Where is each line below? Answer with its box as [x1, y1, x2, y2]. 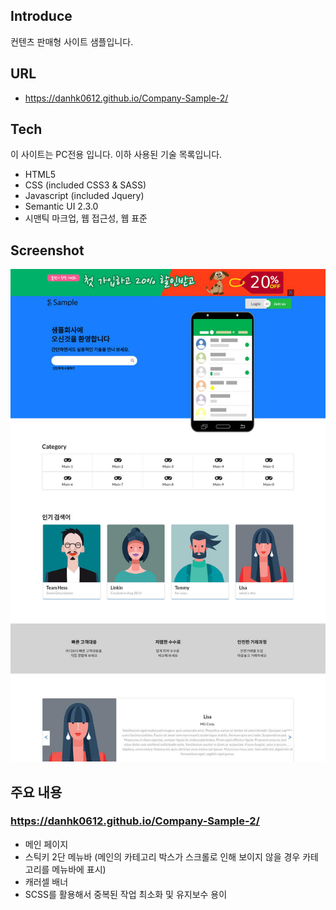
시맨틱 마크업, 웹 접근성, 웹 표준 [24, 212, 148, 224]
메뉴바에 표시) [51, 863, 107, 875]
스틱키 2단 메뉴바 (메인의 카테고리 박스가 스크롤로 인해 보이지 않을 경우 [24, 850, 301, 863]
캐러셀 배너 [24, 875, 69, 888]
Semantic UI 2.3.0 [24, 200, 99, 213]
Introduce [10, 8, 73, 25]
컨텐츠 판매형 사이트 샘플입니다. [10, 35, 134, 48]
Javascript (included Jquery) [24, 190, 145, 202]
